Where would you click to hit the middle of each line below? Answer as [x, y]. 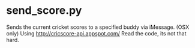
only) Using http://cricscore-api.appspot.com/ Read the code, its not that [97, 33]
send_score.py [44, 10]
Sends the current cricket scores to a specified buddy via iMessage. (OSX [98, 27]
